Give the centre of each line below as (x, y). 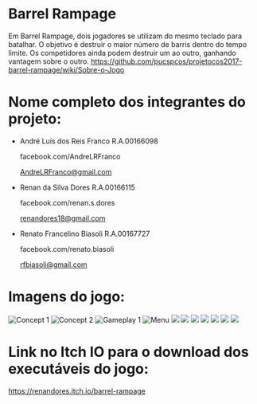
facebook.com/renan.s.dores (67, 202)
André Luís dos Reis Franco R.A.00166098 (89, 141)
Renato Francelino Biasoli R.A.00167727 (85, 233)
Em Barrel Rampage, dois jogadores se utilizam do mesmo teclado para (125, 36)
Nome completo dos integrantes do (127, 102)
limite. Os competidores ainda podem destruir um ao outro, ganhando (122, 53)
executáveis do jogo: (78, 369)
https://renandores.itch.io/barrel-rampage (77, 390)
